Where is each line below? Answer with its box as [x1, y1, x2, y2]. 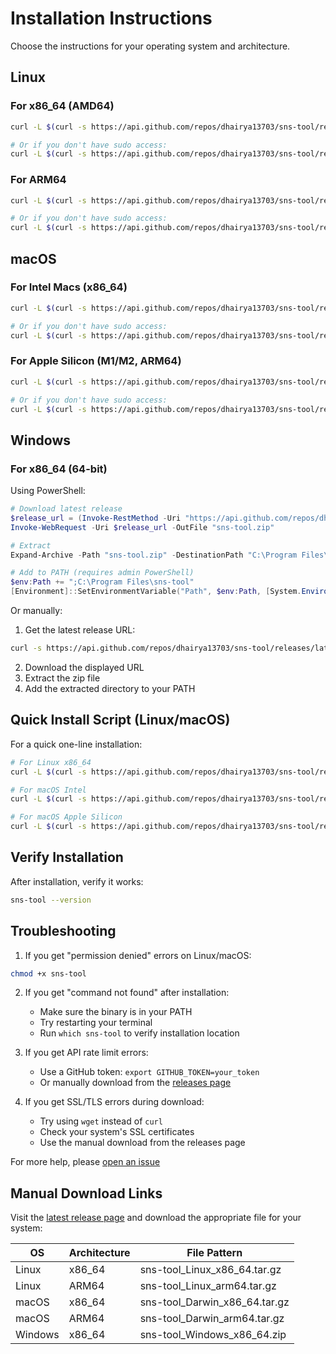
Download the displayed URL [24, 661, 145, 673]
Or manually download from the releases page [39, 1077, 232, 1089]
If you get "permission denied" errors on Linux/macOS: [24, 949, 252, 961]
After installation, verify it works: [10, 875, 144, 887]
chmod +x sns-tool [10, 968, 87, 979]
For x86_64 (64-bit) [10, 462, 108, 476]
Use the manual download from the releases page [39, 1137, 246, 1149]
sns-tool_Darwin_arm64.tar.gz [139, 1312, 285, 1326]
